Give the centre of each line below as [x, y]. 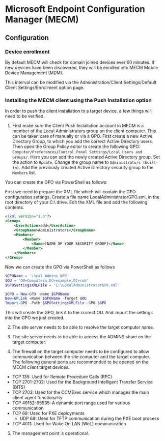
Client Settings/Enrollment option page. [45, 88]
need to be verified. [25, 116]
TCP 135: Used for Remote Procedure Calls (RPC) [62, 377]
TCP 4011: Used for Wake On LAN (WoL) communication [69, 424]
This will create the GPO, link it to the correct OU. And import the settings [79, 313]
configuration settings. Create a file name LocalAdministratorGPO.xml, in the [82, 197]
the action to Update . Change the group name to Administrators [76, 162]
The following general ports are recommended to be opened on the [80, 362]
